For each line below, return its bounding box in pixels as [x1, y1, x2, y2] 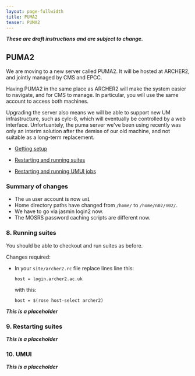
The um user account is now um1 [14, 196, 90, 203]
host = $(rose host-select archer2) [14, 297, 104, 304]
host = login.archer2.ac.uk [14, 276, 83, 282]
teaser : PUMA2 [6, 19, 41, 25]
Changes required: [6, 253, 51, 260]
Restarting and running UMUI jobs [14, 168, 96, 175]
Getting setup [14, 145, 48, 152]
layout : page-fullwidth [6, 8, 64, 15]
